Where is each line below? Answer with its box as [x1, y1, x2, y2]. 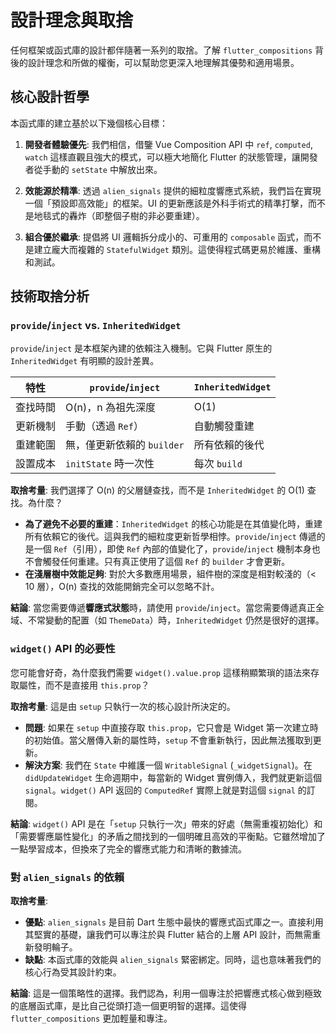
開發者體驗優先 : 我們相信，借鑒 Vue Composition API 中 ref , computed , [24, 138, 313, 150]
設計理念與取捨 [10, 9, 134, 32]
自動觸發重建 [193, 419, 255, 433]
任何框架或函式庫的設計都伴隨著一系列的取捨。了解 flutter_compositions [10, 44, 313, 56]
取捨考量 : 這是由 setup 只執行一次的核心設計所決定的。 [10, 700, 236, 712]
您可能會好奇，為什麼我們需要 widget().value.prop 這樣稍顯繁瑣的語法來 [10, 666, 311, 678]
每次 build [193, 457, 243, 471]
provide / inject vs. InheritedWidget [10, 319, 182, 333]
